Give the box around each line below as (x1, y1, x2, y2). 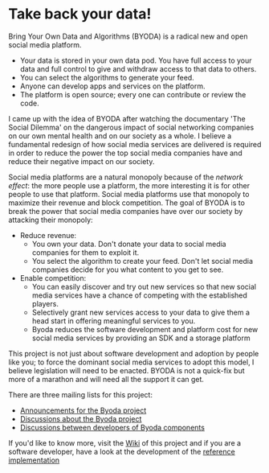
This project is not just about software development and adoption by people (8, 348, 259, 358)
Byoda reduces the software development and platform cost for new (31, 324, 259, 334)
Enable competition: (19, 273, 87, 282)
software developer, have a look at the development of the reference (8, 446, 235, 456)
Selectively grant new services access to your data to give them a (31, 307, 251, 317)
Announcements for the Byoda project (19, 405, 147, 415)
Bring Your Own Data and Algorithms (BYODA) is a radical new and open (8, 31, 248, 41)
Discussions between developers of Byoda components (19, 422, 205, 432)
